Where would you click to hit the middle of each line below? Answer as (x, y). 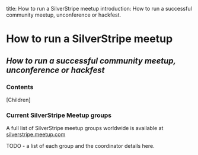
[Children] (18, 100)
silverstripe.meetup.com (36, 135)
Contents (20, 87)
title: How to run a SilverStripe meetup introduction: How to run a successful (99, 9)
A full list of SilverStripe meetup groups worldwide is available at (85, 128)
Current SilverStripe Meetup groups (59, 115)
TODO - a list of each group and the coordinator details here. (81, 146)
